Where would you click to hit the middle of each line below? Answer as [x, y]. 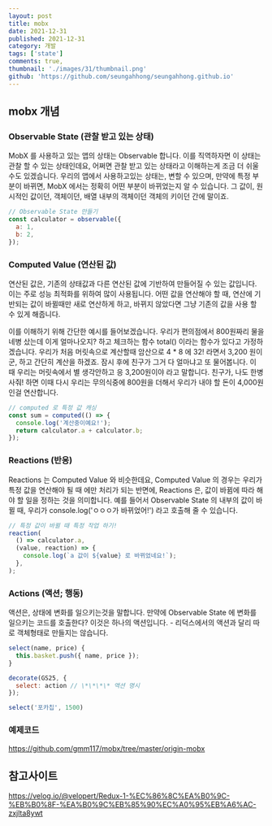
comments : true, [36, 62]
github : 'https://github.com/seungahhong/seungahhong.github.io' [121, 76]
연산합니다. [41, 392]
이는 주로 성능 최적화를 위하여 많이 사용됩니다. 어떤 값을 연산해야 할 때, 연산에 [131, 293]
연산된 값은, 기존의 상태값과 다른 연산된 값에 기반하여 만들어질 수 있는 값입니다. [133, 283]
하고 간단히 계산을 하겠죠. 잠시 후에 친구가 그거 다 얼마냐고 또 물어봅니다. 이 [138, 362]
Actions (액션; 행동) [46, 593]
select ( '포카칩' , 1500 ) [46, 708]
